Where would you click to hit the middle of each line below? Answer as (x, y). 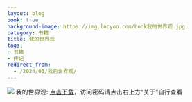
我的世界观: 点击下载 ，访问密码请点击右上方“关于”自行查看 (99, 92)
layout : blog (26, 13)
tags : (15, 45)
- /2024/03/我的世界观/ (45, 71)
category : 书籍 (28, 33)
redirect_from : (29, 65)
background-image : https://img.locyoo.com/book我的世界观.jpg (96, 26)
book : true (23, 20)
